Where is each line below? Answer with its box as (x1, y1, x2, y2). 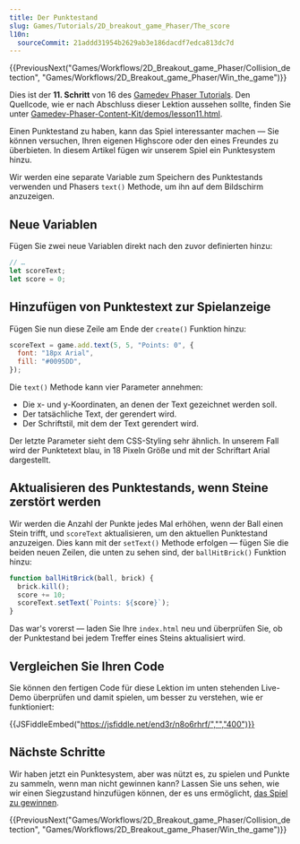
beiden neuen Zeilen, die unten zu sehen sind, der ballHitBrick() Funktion (9, 547, 287, 557)
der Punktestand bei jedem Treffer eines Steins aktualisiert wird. (9, 633, 246, 643)
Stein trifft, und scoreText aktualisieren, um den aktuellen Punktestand (9, 528, 268, 538)
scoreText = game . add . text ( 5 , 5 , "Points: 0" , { (9, 340, 194, 349)
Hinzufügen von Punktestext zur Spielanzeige (9, 299, 271, 314)
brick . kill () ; (17, 581, 70, 591)
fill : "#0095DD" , (17, 357, 82, 366)
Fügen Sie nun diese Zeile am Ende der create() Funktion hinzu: (9, 323, 246, 334)
